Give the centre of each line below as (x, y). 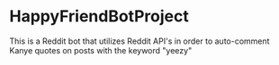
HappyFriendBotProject (99, 16)
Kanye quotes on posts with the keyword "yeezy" (101, 50)
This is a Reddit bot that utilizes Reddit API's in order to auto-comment (139, 41)
